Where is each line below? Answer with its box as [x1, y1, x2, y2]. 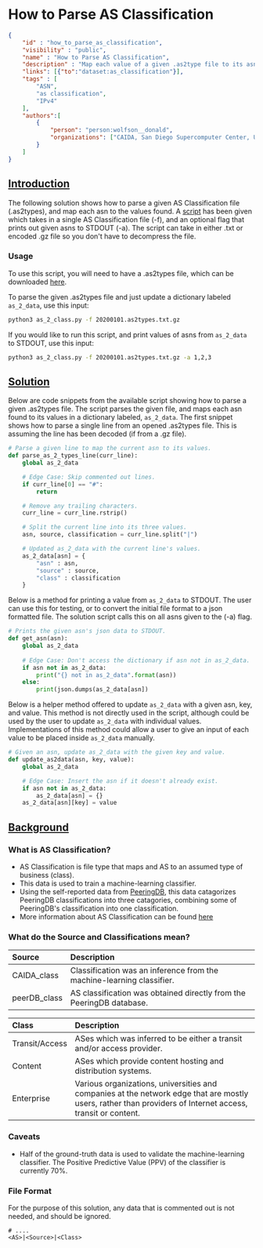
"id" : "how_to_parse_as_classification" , [22, 38, 163, 46]
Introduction [8, 177, 70, 191]
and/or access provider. [74, 1043, 163, 1054]
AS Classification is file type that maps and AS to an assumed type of [19, 862, 243, 871]
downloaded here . [8, 277, 67, 286]
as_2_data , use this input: [8, 300, 89, 310]
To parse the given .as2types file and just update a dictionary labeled [8, 292, 231, 301]
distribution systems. [74, 1065, 152, 1076]
